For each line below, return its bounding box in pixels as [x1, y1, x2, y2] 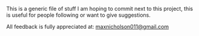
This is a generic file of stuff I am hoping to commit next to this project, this [6, 5, 194, 12]
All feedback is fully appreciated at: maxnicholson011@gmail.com [6, 23, 169, 30]
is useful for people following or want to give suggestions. [6, 11, 151, 19]
